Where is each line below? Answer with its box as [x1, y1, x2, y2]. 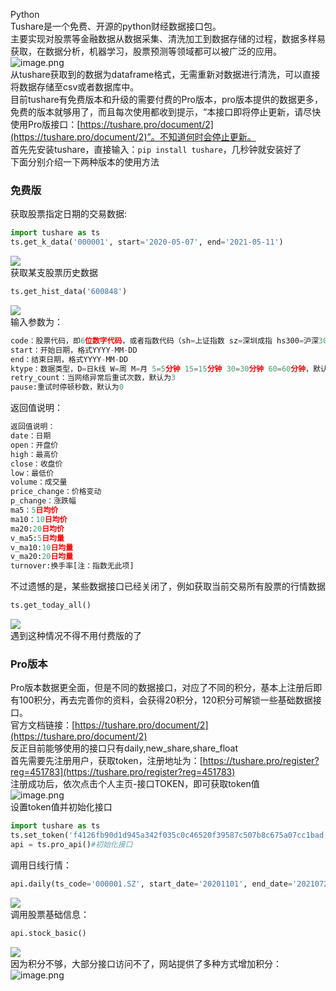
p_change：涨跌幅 [10, 496, 77, 506]
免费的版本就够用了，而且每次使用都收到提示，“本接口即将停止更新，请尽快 [10, 106, 322, 118]
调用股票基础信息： [10, 908, 90, 920]
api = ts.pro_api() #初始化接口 [10, 840, 133, 850]
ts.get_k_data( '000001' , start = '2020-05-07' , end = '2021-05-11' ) [10, 237, 284, 248]
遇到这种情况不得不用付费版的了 [10, 630, 142, 642]
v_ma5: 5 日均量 [10, 533, 65, 543]
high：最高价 [10, 449, 59, 459]
